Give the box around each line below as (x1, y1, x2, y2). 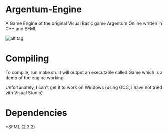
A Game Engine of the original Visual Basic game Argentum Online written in (5, 20, 163, 26)
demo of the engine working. (5, 74, 65, 81)
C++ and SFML (5, 25, 37, 31)
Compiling (5, 53, 49, 64)
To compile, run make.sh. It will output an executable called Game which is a (5, 69, 163, 75)
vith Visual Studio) (5, 89, 43, 96)
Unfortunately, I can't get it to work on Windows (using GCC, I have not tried (5, 84, 162, 90)
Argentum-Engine (5, 4, 82, 15)
